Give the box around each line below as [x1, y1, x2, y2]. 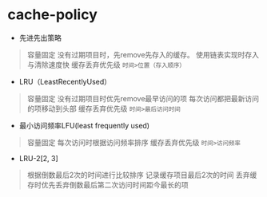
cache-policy [7, 6, 98, 24]
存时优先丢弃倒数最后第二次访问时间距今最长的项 [26, 179, 189, 189]
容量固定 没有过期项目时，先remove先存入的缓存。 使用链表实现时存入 [26, 49, 260, 59]
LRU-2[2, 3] [18, 153, 59, 163]
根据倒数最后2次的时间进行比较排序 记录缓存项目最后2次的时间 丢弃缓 [26, 170, 257, 179]
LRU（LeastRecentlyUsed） [18, 77, 112, 86]
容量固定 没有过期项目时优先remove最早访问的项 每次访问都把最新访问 [26, 93, 260, 103]
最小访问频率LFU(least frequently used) [18, 120, 149, 130]
